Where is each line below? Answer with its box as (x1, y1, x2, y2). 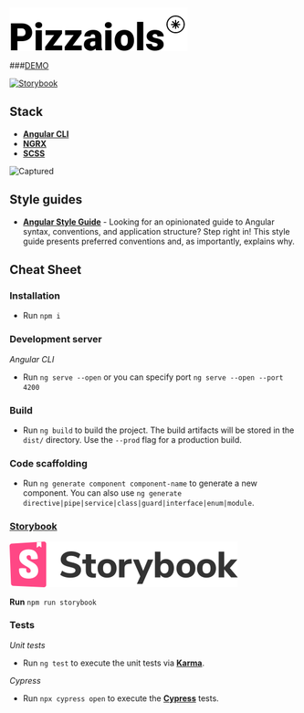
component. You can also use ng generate (22, 488, 183, 498)
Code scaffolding (9, 456, 89, 469)
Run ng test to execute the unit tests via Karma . (22, 657, 205, 668)
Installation (9, 289, 61, 302)
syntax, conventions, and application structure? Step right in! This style (22, 225, 290, 236)
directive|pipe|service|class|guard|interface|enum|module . (22, 498, 255, 509)
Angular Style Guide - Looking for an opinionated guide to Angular (22, 216, 276, 227)
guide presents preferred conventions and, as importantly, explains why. (22, 236, 295, 246)
